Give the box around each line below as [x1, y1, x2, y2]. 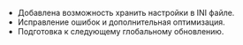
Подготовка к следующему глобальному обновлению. [17, 26, 224, 36]
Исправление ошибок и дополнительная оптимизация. [17, 17, 225, 27]
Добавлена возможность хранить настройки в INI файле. [17, 8, 235, 18]
